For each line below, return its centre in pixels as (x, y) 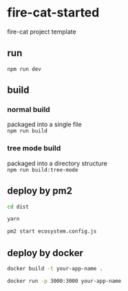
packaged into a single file (44, 124)
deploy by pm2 (40, 191)
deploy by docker (45, 253)
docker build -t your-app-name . (55, 268)
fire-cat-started (53, 13)
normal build (29, 110)
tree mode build (34, 148)
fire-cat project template (42, 32)
